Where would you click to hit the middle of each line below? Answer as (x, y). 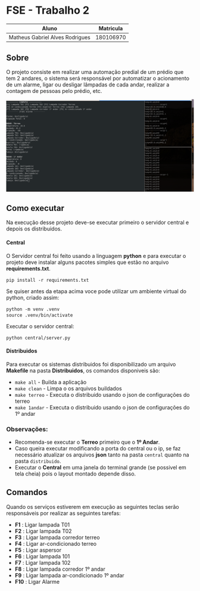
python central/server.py (38, 338)
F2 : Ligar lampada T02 (43, 531)
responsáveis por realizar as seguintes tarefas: (63, 513)
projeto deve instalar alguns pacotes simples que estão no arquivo (87, 262)
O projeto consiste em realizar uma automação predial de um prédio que (95, 72)
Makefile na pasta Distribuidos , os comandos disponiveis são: (83, 371)
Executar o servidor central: (40, 326)
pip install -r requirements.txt (48, 280)
